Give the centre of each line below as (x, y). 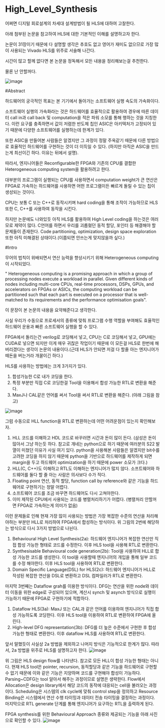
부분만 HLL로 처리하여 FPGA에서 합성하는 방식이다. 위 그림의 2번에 (82, 522)
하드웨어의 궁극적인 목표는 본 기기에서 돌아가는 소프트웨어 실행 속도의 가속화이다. (82, 101)
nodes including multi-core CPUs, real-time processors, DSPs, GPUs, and (80, 284)
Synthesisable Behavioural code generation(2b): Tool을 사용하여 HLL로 (83, 551)
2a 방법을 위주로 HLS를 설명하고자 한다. (50, 650)
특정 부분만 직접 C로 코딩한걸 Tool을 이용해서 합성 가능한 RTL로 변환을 (80, 382)
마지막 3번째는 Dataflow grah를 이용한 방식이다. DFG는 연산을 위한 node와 (77, 586)
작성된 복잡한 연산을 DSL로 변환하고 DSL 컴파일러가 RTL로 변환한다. (78, 575)
